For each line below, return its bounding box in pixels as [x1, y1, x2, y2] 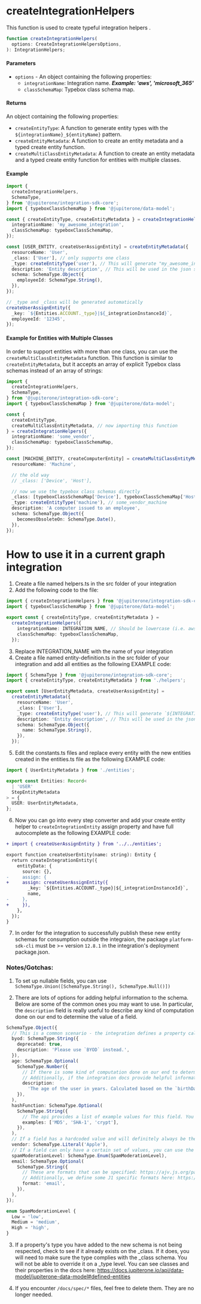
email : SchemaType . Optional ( [11, 1158, 84, 1164]
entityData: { [17, 863, 52, 869]
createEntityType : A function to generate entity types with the [14, 124, 169, 131]
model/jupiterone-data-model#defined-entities [14, 1273, 130, 1280]
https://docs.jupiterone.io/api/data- [97, 1267, 184, 1274]
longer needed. [14, 1291, 53, 1298]
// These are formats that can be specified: [22, 1169, 138, 1175]
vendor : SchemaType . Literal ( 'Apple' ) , [11, 1142, 109, 1148]
